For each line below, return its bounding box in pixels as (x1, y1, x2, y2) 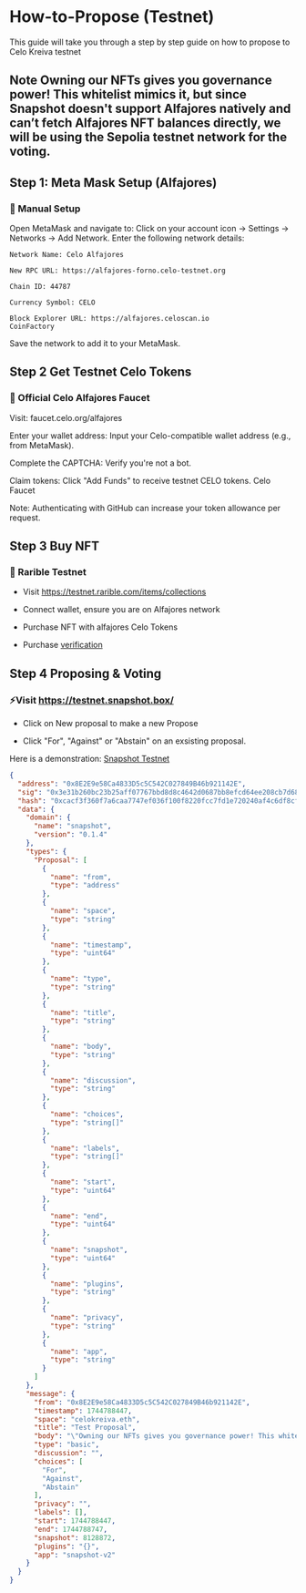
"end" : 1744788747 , (33, 1525, 107, 1534)
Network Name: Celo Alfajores (9, 251, 125, 260)
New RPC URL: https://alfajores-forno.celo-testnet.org (9, 266, 226, 275)
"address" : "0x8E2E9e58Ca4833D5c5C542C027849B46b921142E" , (17, 779, 247, 788)
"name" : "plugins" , (49, 1279, 125, 1289)
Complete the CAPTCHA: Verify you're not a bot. (9, 457, 192, 468)
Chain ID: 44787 (9, 283, 71, 292)
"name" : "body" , (49, 1042, 112, 1052)
